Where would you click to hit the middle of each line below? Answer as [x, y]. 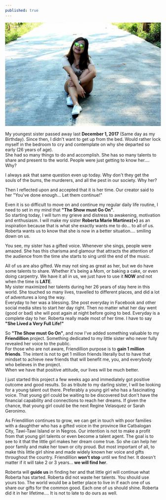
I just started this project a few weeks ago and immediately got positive [78, 379]
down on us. [18, 236]
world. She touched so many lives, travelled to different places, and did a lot [82, 292]
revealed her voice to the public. [38, 344]
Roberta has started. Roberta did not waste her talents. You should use [77, 477]
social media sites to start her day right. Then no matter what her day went [81, 308]
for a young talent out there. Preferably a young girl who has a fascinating [80, 390]
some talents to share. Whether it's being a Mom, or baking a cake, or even [82, 271]
